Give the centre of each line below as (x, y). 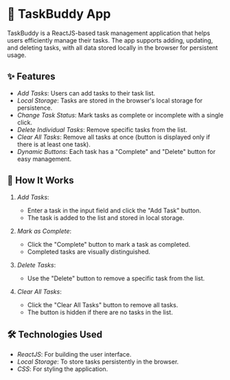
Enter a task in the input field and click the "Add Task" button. (114, 210)
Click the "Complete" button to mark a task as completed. (109, 244)
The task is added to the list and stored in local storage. (106, 217)
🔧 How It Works (41, 180)
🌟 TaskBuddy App (59, 14)
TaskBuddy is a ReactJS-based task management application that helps (109, 33)
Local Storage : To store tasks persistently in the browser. (98, 362)
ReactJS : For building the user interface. (74, 355)
